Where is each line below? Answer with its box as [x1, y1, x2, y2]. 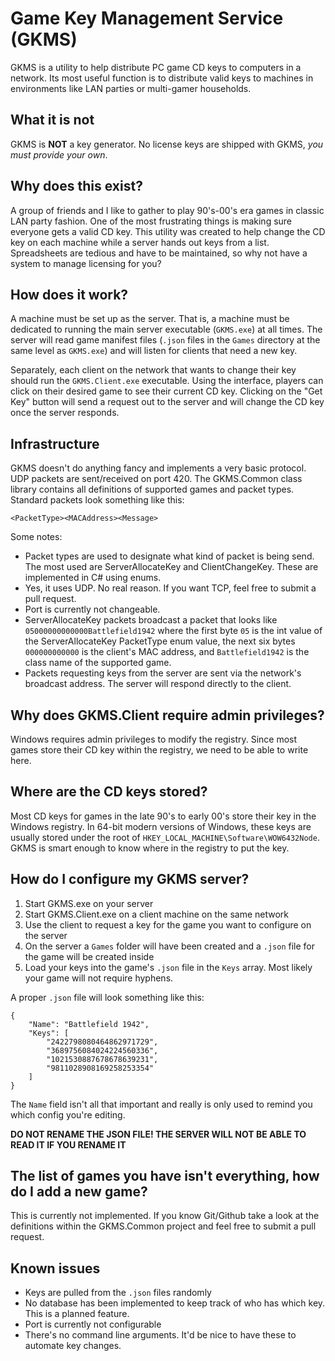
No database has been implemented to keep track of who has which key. [24, 1297, 326, 1309]
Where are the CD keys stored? [10, 783, 208, 801]
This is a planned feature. [24, 1308, 130, 1320]
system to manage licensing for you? [10, 257, 162, 269]
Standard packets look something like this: [10, 494, 185, 506]
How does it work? [10, 286, 129, 303]
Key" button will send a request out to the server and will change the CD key [10, 396, 325, 408]
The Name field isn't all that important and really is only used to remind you [10, 1098, 313, 1110]
